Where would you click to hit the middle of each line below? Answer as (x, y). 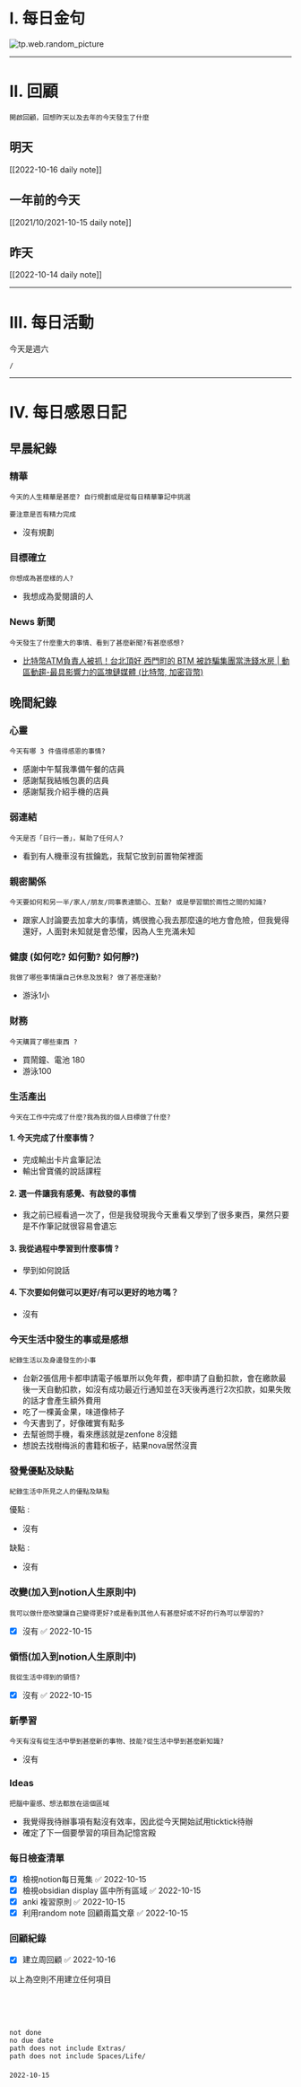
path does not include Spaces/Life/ (77, 2056)
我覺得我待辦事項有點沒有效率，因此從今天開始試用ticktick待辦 (138, 1821)
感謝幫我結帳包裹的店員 (65, 780)
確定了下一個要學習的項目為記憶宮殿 (89, 1832)
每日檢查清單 (37, 1858)
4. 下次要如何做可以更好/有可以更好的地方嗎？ (94, 1292)
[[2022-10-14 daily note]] (56, 275)
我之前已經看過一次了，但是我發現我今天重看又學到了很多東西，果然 (148, 1215)
